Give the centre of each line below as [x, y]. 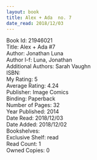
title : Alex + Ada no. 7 [39, 18]
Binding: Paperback [31, 99]
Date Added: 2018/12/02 [37, 125]
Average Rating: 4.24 [32, 86]
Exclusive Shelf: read [32, 137]
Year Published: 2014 [33, 112]
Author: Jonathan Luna [35, 54]
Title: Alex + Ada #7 [31, 47]
